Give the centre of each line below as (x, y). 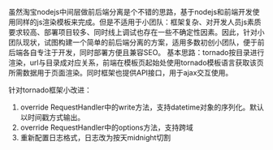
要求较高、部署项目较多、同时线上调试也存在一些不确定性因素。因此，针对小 (136, 32)
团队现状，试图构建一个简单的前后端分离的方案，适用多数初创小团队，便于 (133, 42)
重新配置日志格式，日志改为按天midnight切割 (95, 137)
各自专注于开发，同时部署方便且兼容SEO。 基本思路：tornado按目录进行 (143, 52)
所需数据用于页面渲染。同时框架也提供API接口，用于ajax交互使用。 (121, 73)
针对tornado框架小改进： (50, 90)
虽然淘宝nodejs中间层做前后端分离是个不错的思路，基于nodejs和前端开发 (131, 12)
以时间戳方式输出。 (52, 117)
